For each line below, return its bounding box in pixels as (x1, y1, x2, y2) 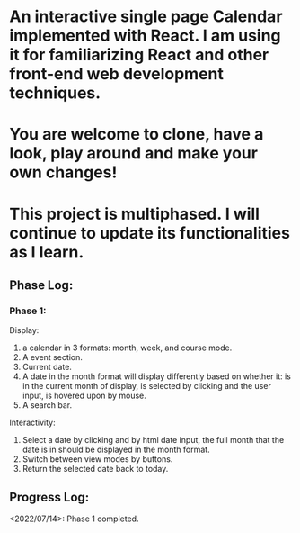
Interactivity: (9, 417, 56, 429)
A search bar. (22, 400, 73, 411)
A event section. (22, 352, 84, 363)
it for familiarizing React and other (9, 45, 269, 65)
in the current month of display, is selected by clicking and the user (22, 381, 271, 392)
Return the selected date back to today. (22, 464, 169, 474)
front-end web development (9, 64, 225, 85)
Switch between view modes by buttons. (22, 454, 173, 465)
